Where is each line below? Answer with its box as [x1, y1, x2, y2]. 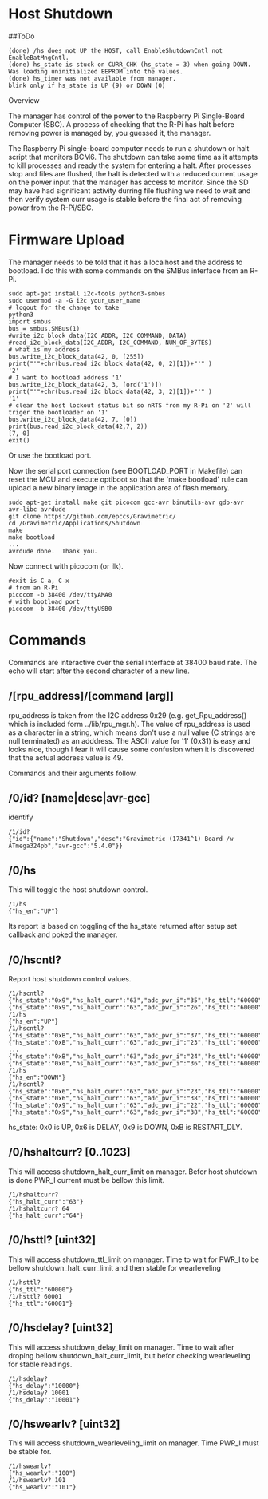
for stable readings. [8, 1359, 73, 1369]
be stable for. [8, 1447, 52, 1457]
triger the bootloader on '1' [8, 408, 109, 416]
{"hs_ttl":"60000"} [8, 1285, 73, 1294]
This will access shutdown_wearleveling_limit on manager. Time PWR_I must [8, 1438, 259, 1448]
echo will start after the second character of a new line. [8, 666, 190, 676]
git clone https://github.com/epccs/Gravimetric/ [8, 512, 177, 520]
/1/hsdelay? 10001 [8, 1389, 69, 1397]
